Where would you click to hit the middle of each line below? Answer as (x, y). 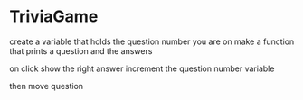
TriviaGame (54, 17)
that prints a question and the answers (81, 50)
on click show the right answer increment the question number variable (142, 68)
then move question (47, 86)
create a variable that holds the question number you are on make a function (152, 41)
